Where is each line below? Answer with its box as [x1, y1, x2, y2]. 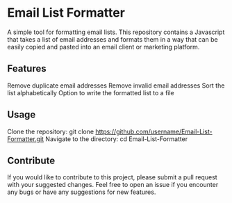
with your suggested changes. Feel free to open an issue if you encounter [7, 181, 219, 189]
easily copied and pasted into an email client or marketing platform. [7, 42, 200, 51]
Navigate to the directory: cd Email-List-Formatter [44, 134, 188, 143]
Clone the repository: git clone [7, 127, 94, 136]
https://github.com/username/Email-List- [95, 127, 213, 136]
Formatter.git [7, 134, 44, 143]
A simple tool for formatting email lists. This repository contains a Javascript [7, 28, 225, 36]
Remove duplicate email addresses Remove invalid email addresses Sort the [7, 81, 225, 90]
